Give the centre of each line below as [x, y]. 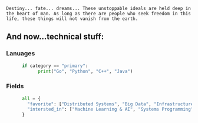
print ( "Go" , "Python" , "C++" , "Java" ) [85, 71]
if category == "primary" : [55, 66]
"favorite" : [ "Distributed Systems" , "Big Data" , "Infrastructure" [112, 104]
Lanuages [21, 54]
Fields [15, 87]
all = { [31, 98]
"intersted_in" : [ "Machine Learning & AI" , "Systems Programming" [110, 109]
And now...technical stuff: [55, 37]
